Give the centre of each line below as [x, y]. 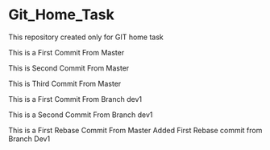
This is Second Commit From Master [69, 68]
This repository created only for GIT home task [86, 37]
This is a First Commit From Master [66, 52]
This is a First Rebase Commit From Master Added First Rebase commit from [135, 130]
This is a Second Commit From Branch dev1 [81, 115]
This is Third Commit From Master [65, 83]
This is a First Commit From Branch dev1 [75, 99]
